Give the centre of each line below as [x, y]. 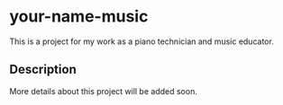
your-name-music [79, 17]
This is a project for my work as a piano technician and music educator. [142, 41]
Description [43, 70]
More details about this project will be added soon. [104, 91]
